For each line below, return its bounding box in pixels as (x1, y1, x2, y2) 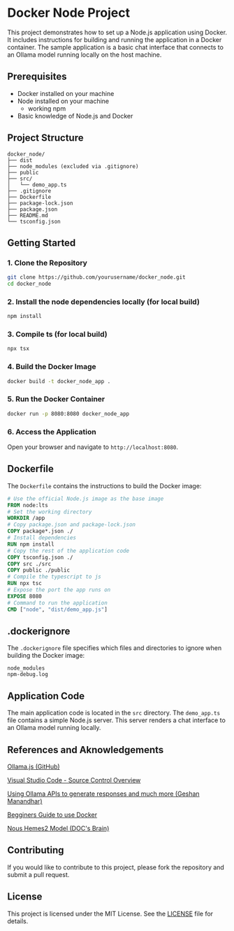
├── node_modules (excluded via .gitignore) (7, 163, 139, 170)
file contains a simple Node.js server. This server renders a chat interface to (7, 716, 226, 724)
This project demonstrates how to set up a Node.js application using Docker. (7, 28, 228, 36)
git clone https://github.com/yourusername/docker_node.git (7, 274, 187, 281)
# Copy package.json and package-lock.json (7, 521, 136, 528)
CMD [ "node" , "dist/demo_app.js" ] (7, 606, 108, 613)
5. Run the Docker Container (7, 394, 105, 404)
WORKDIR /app (7, 515, 45, 522)
